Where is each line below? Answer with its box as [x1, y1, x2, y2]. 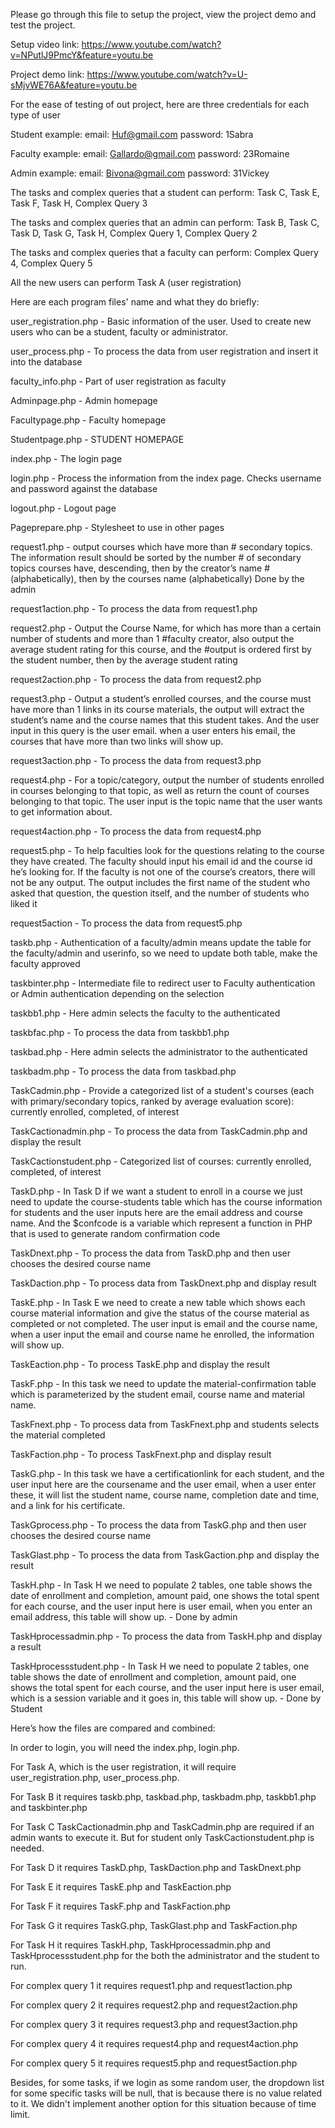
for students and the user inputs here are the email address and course [10, 1207, 303, 1218]
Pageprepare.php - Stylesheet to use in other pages [10, 522, 225, 533]
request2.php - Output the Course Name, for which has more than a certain [10, 622, 322, 634]
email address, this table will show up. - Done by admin [10, 1611, 238, 1623]
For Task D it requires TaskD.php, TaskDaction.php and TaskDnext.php [10, 1862, 302, 1873]
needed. [10, 1842, 45, 1854]
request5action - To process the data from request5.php [10, 917, 243, 929]
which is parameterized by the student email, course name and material [10, 1389, 306, 1400]
